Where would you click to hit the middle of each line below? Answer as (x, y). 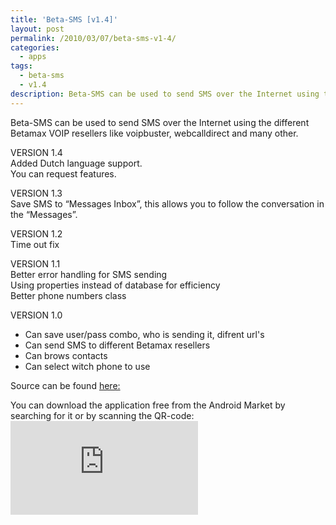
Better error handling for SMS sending (89, 274)
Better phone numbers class (68, 295)
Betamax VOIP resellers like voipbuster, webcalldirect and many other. (154, 133)
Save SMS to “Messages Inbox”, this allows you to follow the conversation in (167, 203)
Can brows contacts (66, 355)
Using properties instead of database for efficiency (115, 285)
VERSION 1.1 (35, 263)
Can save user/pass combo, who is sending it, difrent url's (144, 334)
